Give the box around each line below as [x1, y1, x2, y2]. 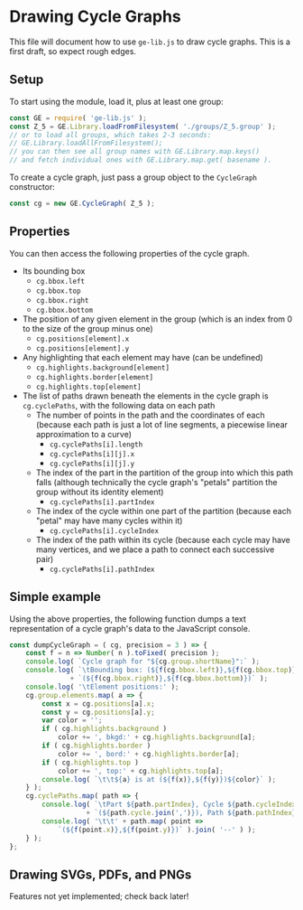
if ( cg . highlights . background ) [41, 725, 168, 734]
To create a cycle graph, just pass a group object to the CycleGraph [9, 172, 257, 183]
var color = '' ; [41, 716, 103, 725]
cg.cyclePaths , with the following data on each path [22, 399, 216, 410]
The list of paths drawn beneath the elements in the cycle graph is [22, 390, 269, 401]
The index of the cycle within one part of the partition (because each [35, 505, 291, 516]
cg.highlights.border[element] [35, 372, 154, 381]
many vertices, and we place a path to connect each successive [35, 544, 275, 555]
